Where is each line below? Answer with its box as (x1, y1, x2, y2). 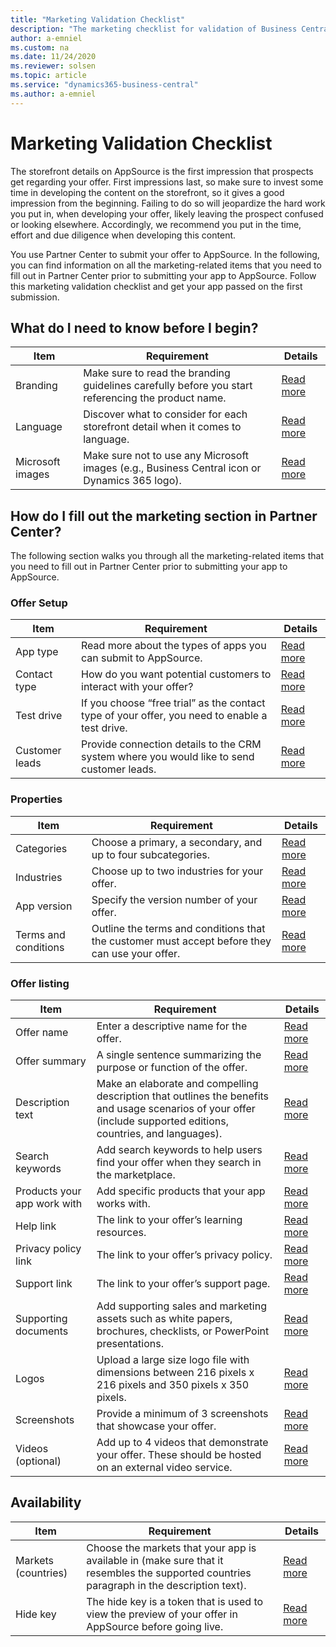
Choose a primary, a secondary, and (91, 835, 263, 849)
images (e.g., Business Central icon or (83, 461, 262, 475)
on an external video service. (96, 1461, 233, 1475)
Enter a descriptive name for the (96, 1019, 248, 1033)
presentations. (96, 1337, 164, 1351)
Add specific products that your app (96, 1184, 266, 1198)
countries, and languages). (96, 1127, 223, 1141)
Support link (15, 1277, 73, 1291)
